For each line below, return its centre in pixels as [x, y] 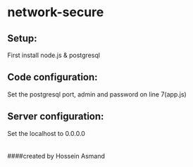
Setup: [22, 38]
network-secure [56, 12]
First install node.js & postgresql [54, 55]
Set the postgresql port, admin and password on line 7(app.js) [97, 94]
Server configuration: [56, 117]
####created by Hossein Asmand [56, 156]
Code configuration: [52, 77]
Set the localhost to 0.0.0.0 [46, 133]
